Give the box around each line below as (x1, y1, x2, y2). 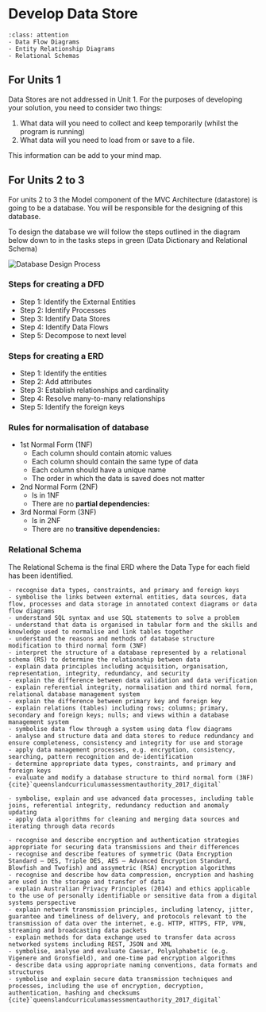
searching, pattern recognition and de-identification (8, 752, 194, 760)
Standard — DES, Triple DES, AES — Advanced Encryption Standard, (8, 856, 233, 865)
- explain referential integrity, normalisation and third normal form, (8, 683, 254, 691)
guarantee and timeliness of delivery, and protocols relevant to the (8, 912, 247, 921)
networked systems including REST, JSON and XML (8, 940, 172, 949)
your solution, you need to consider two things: (8, 102, 163, 112)
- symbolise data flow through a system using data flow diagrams (8, 725, 233, 733)
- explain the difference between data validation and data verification (8, 676, 258, 684)
